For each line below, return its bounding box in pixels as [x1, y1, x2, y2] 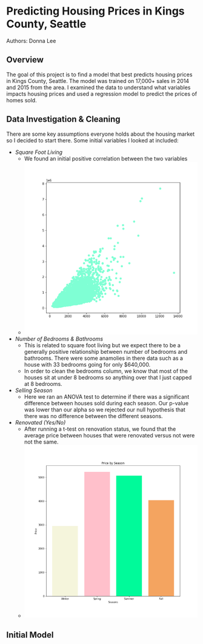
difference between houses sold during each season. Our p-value [24, 399, 189, 407]
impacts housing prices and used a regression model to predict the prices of [6, 90, 198, 98]
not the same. [24, 438, 59, 445]
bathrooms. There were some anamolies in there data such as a [24, 354, 184, 362]
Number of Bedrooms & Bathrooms [15, 335, 104, 342]
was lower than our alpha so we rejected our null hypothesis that [24, 406, 186, 413]
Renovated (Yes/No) [15, 419, 66, 426]
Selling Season [15, 387, 53, 394]
